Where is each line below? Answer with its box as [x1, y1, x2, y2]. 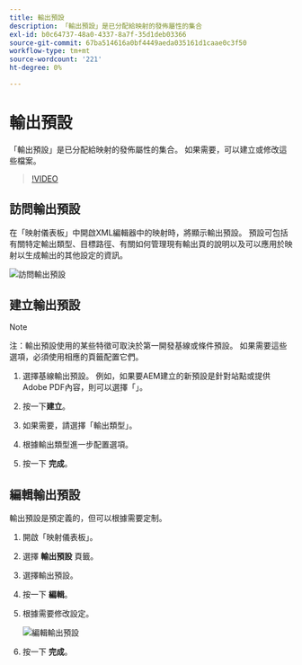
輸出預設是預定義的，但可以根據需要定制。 [9, 513, 167, 524]
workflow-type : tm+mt [9, 47, 91, 56]
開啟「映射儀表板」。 [22, 532, 98, 543]
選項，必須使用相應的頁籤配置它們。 [9, 351, 144, 362]
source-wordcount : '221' [9, 55, 102, 64]
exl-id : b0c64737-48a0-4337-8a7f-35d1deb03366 [9, 30, 187, 39]
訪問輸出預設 [9, 201, 81, 217]
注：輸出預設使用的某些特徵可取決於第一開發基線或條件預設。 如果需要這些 [9, 341, 288, 351]
